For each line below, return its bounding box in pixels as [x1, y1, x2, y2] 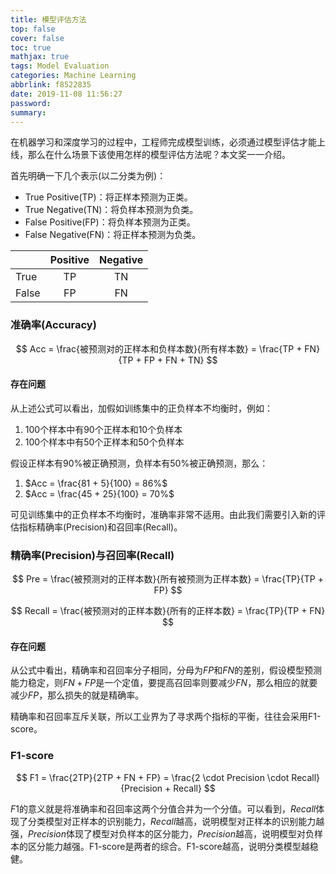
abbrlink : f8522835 [10, 80, 92, 90]
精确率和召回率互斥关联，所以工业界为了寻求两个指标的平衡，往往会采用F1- [10, 711, 322, 723]
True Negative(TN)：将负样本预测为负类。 [24, 204, 199, 216]
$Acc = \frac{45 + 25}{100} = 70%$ [24, 487, 175, 500]
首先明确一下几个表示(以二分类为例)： [10, 170, 167, 182]
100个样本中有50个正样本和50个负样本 [24, 436, 185, 448]
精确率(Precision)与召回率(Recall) [10, 548, 175, 562]
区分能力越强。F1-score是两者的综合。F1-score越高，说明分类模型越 [27, 840, 310, 852]
